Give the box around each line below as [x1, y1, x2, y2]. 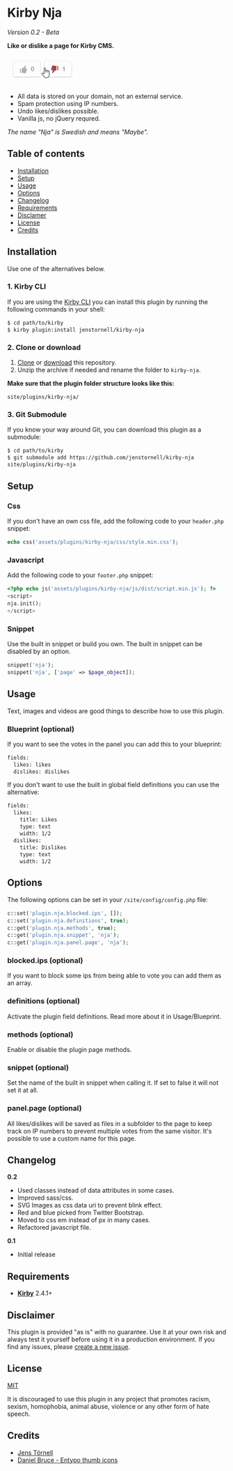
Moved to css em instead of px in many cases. [17, 1216, 151, 1224]
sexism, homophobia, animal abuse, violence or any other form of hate [7, 1402, 210, 1410]
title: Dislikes [19, 844, 67, 851]
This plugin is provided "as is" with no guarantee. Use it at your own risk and [7, 1328, 227, 1336]
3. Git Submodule [7, 410, 67, 420]
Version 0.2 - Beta [7, 28, 60, 36]
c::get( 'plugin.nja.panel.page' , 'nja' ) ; [7, 939, 129, 946]
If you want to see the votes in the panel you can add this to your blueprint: [7, 740, 223, 748]
